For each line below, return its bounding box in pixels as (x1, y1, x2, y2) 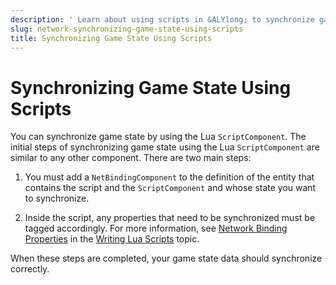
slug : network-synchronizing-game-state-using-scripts (10, 24, 244, 34)
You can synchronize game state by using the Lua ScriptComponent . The (10, 131, 307, 143)
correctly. (10, 263, 50, 275)
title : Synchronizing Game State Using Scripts (10, 33, 213, 43)
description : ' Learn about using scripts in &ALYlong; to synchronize (10, 14, 315, 25)
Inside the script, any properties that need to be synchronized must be (24, 212, 316, 224)
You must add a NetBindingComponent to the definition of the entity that (24, 171, 315, 183)
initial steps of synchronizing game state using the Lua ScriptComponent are (10, 141, 320, 153)
